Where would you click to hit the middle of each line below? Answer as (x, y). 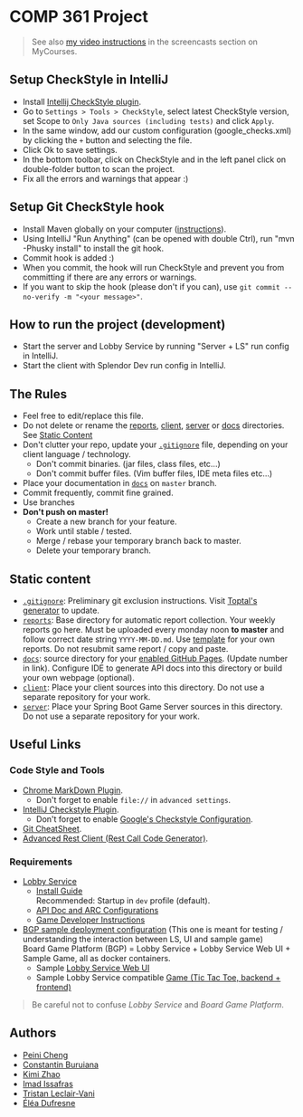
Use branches (48, 502)
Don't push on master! (65, 512)
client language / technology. (76, 454)
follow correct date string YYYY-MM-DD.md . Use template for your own (149, 639)
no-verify (41, 297)
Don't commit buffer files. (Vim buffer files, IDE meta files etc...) (154, 473)
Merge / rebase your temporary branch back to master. (138, 541)
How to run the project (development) (118, 325)
